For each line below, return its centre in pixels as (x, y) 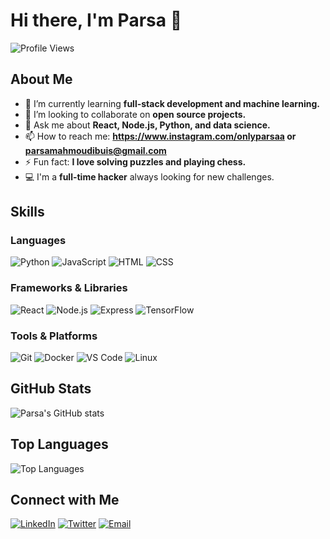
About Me (41, 79)
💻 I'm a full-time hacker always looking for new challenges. (149, 176)
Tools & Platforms (54, 336)
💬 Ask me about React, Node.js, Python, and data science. (147, 125)
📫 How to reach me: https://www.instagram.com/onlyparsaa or (160, 136)
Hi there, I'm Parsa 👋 (96, 20)
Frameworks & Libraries (69, 288)
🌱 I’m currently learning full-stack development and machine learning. (172, 103)
